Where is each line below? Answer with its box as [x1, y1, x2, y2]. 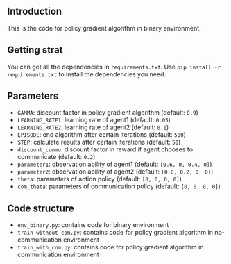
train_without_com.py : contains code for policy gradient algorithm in [17, 229, 214, 237]
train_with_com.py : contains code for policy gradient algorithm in [17, 243, 204, 251]
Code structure [7, 202, 74, 214]
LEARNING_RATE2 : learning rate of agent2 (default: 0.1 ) [17, 123, 169, 131]
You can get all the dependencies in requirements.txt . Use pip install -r [7, 63, 221, 71]
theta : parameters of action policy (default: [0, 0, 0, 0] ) [17, 175, 182, 183]
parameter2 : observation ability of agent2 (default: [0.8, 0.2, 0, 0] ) [17, 167, 214, 176]
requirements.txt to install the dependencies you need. [7, 69, 166, 79]
